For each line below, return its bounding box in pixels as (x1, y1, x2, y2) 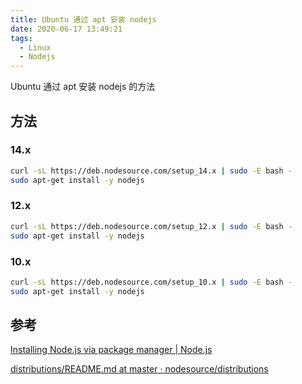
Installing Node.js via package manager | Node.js (10, 344, 213, 356)
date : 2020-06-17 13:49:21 (10, 24, 123, 34)
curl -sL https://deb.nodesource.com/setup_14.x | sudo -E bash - (10, 166, 293, 176)
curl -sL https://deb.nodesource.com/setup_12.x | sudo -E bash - (10, 221, 293, 231)
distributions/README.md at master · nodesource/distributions (10, 363, 269, 375)
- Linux (19, 42, 52, 53)
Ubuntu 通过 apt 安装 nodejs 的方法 (10, 81, 156, 93)
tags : (10, 33, 33, 43)
